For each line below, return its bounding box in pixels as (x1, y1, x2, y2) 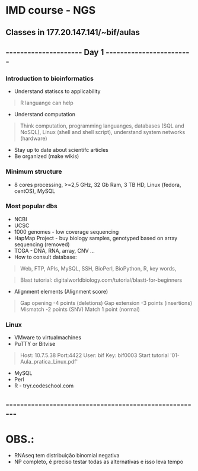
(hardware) (20, 135, 48, 142)
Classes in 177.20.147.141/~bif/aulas (5, 27, 140, 37)
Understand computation (14, 111, 75, 118)
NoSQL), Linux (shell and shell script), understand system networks (20, 129, 186, 136)
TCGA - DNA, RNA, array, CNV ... (14, 247, 95, 254)
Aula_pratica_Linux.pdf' (20, 358, 78, 365)
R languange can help (20, 99, 74, 107)
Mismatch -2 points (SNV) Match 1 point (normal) (20, 305, 140, 313)
